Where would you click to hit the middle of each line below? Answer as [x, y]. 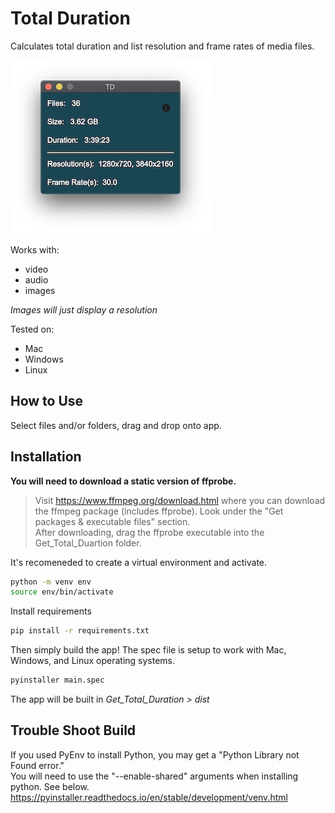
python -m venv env [51, 582]
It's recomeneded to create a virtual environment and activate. [139, 562]
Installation [46, 457]
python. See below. [50, 786]
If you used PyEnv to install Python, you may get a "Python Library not [155, 754]
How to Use [47, 401]
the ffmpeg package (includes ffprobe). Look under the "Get [159, 511]
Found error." [37, 765]
